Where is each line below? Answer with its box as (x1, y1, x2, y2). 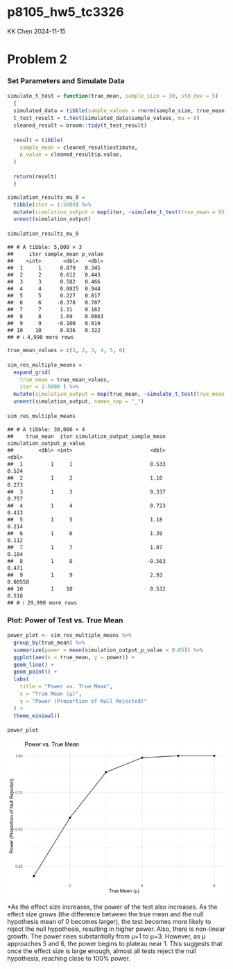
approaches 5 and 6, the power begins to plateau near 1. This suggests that (7, 940, 223, 948)
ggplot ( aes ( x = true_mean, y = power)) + (13, 654, 135, 661)
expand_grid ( (13, 369, 51, 376)
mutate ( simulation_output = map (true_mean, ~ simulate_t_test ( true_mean (13, 391, 225, 398)
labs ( (13, 676, 30, 683)
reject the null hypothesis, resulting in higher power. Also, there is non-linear (7, 925, 225, 933)
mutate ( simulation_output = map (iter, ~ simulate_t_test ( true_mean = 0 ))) (13, 209, 231, 216)
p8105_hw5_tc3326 (7, 4, 124, 20)
